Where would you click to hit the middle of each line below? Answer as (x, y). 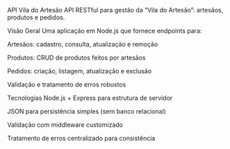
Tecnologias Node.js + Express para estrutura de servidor (90, 98)
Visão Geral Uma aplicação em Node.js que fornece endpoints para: (105, 31)
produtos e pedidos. (36, 17)
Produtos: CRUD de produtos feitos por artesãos (76, 58)
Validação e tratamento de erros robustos (67, 85)
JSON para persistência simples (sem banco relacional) (87, 111)
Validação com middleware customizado (65, 125)
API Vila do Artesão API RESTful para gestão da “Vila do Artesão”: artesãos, (115, 10)
